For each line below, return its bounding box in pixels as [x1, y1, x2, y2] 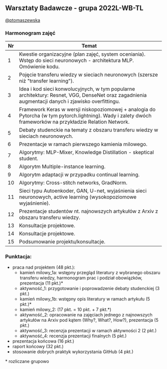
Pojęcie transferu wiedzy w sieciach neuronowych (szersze [19, 72, 158, 78]
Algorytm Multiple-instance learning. [19, 163, 106, 170]
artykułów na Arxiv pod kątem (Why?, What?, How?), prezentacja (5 [19, 317, 159, 323]
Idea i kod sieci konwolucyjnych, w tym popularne [19, 85, 135, 92]
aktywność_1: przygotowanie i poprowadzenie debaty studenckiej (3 [19, 286, 160, 292]
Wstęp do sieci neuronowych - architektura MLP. [19, 57, 134, 64]
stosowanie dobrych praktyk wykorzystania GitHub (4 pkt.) [12, 349, 134, 355]
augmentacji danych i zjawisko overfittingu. [19, 98, 120, 105]
